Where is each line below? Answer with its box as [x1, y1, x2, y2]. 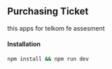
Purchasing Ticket [7, 6, 89, 17]
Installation [7, 40, 41, 48]
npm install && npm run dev [7, 56, 90, 63]
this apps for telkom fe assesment [7, 24, 105, 32]
